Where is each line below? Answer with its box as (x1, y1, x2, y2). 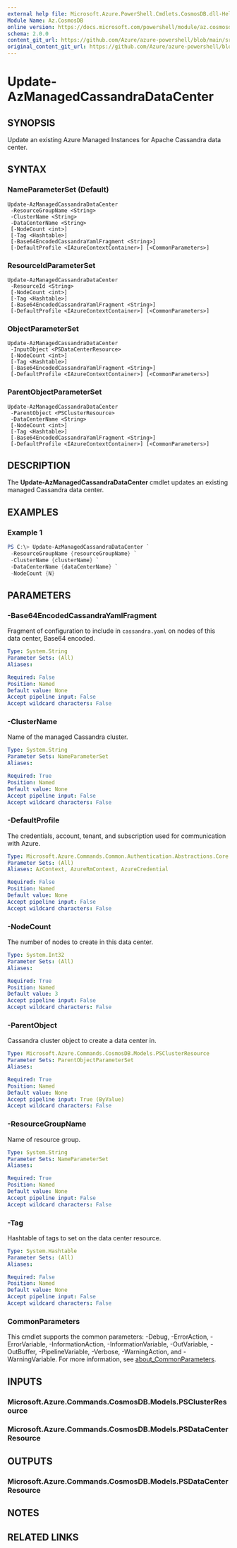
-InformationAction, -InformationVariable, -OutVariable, (49, 1340, 209, 1349)
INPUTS (7, 1375, 42, 1387)
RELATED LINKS (7, 1531, 79, 1543)
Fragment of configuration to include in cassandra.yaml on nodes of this (7, 627, 216, 635)
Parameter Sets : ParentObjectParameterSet (7, 1057, 134, 1064)
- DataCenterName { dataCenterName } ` (10, 563, 119, 570)
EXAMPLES (7, 506, 59, 518)
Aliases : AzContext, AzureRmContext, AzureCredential (7, 866, 169, 873)
